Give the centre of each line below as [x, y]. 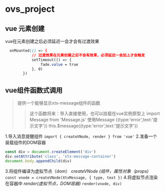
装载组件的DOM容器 [25, 143]
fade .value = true [59, 64]
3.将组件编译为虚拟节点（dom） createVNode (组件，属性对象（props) [77, 171]
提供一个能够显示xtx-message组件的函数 [59, 103]
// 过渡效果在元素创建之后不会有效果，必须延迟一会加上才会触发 [88, 55]
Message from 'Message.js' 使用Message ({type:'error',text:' [91, 120]
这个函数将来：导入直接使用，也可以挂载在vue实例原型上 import [95, 114]
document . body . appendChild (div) [38, 161]
